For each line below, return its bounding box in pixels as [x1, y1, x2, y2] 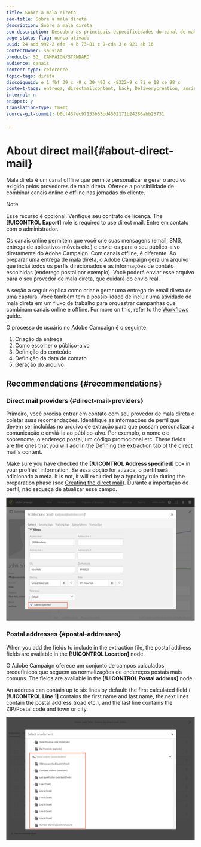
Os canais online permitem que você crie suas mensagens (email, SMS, [6, 237, 183, 244]
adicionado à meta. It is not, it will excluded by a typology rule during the [6, 473, 185, 480]
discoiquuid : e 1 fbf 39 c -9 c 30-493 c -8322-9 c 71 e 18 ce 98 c [6, 79, 181, 85]
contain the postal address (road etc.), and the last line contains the [6, 699, 173, 706]
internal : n [6, 92, 36, 98]
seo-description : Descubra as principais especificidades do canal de [6, 29, 186, 35]
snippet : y [6, 98, 33, 104]
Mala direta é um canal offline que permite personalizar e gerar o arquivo [6, 176, 187, 184]
